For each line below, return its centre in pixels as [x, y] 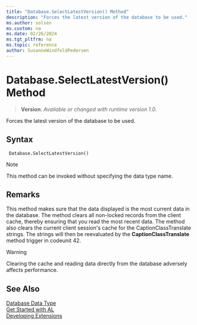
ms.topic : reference [32, 45]
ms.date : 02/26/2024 [32, 34]
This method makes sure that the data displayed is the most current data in [98, 209]
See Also [23, 289]
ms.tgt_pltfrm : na [29, 39]
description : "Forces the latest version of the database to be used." [97, 17]
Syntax [20, 140]
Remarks [23, 194]
